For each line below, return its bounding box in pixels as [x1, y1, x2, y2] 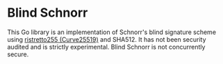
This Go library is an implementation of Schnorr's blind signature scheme [7, 28, 217, 36]
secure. [7, 50, 29, 58]
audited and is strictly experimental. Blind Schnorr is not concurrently [7, 42, 206, 51]
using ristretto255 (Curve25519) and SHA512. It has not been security [7, 35, 206, 43]
